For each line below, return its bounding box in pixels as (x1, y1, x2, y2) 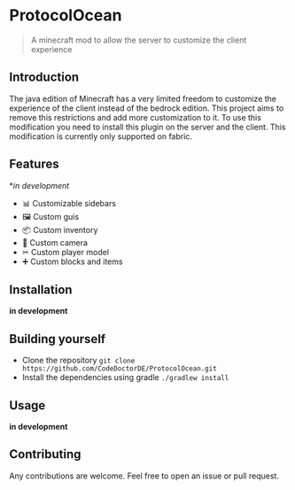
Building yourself (9, 331, 106, 346)
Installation (9, 282, 73, 297)
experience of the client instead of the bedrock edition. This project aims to (9, 103, 284, 113)
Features (9, 157, 59, 172)
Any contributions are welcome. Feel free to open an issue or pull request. (9, 471, 279, 481)
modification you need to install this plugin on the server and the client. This (9, 121, 286, 132)
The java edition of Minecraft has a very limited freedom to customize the (9, 93, 277, 104)
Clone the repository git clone (21, 355, 136, 366)
